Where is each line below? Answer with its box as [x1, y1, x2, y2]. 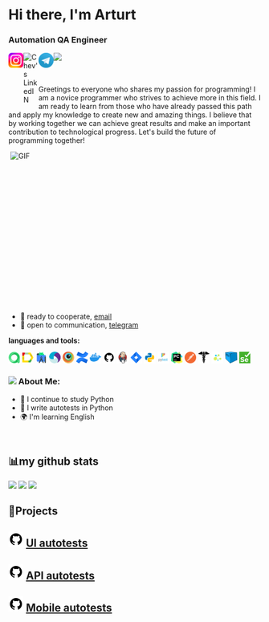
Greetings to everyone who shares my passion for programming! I [39, 84, 256, 94]
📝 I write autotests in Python [19, 403, 114, 413]
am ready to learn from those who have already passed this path [39, 102, 252, 112]
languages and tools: [8, 335, 80, 346]
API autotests [25, 568, 95, 583]
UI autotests [25, 536, 88, 551]
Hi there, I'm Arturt [8, 6, 137, 24]
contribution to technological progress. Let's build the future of [8, 127, 217, 137]
